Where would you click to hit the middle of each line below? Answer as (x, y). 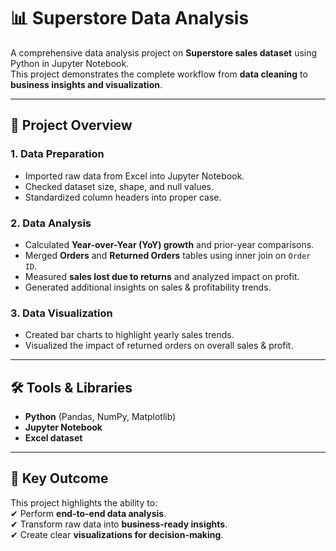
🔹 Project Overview (71, 125)
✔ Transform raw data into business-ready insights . (119, 524)
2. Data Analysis (51, 223)
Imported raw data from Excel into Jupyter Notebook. (134, 176)
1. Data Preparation (57, 154)
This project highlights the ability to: (84, 502)
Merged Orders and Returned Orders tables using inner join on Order (168, 255)
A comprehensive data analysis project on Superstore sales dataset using (164, 52)
